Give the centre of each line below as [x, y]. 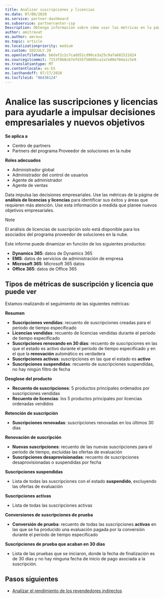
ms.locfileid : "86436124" [31, 78]
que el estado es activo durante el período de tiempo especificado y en [84, 348]
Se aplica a [16, 136]
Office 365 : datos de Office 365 [44, 268]
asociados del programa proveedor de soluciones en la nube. [67, 234]
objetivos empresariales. [30, 210]
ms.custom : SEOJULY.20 [28, 50]
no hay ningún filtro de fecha [41, 369]
